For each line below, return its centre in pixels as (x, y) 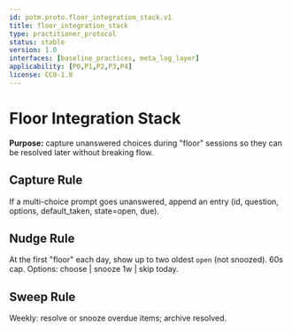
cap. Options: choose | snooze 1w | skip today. (94, 269)
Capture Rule (46, 181)
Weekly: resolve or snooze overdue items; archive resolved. (118, 318)
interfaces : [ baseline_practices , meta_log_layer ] (104, 58)
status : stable (37, 42)
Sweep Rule (42, 297)
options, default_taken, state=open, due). (84, 211)
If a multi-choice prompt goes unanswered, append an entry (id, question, (144, 201)
